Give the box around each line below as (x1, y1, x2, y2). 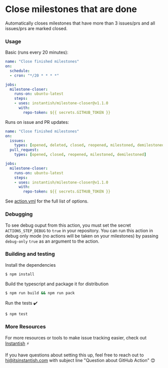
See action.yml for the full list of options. (5, 198, 88, 204)
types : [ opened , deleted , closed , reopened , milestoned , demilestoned (14, 143, 164, 148)
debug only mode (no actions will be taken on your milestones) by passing (5, 233, 158, 239)
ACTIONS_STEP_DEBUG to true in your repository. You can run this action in (5, 227, 153, 234)
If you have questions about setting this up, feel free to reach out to (5, 352, 144, 358)
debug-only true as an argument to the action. (5, 238, 99, 244)
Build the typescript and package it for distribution (5, 281, 109, 287)
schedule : (9, 68, 30, 73)
